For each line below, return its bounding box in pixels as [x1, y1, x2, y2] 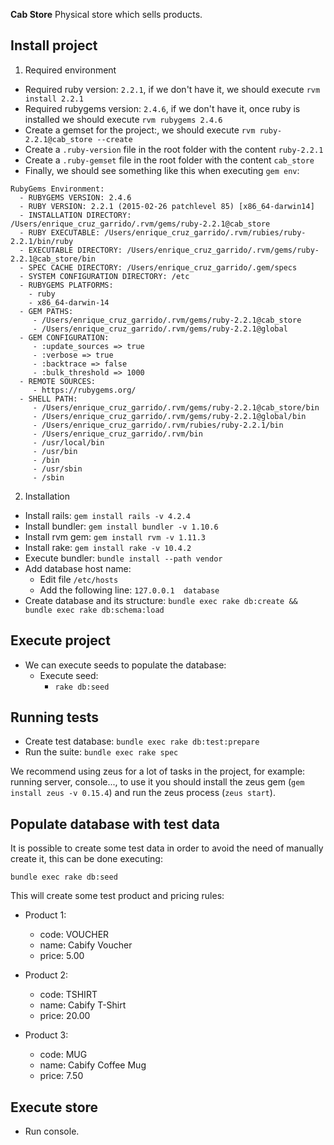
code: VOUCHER [39, 929, 110, 941]
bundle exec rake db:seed [10, 872, 118, 883]
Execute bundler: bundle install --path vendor [24, 552, 223, 564]
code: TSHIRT [39, 989, 98, 1001]
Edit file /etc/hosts [39, 573, 119, 585]
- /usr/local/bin [32, 437, 105, 448]
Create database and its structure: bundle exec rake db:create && [24, 594, 298, 606]
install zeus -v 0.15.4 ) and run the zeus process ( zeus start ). [10, 787, 276, 799]
